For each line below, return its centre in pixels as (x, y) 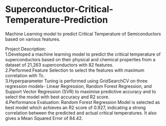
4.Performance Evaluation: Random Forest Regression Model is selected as (82, 102)
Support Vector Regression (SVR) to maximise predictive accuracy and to (81, 91)
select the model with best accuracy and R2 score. (57, 97)
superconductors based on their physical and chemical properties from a (80, 59)
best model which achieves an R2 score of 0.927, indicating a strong (75, 107)
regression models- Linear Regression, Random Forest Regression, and (78, 86)
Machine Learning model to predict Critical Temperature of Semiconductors (83, 34)
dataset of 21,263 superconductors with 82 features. (59, 65)
